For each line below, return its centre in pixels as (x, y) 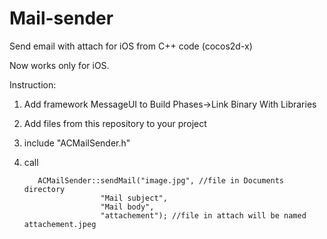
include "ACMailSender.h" (77, 143)
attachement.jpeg (60, 224)
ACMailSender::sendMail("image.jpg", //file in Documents (161, 180)
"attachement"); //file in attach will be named (203, 215)
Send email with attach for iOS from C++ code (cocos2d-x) (131, 46)
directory (44, 189)
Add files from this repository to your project (115, 123)
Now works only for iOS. (59, 65)
